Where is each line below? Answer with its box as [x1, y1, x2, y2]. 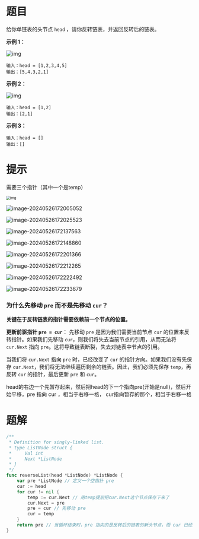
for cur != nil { [17, 489, 60, 495]
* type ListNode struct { [8, 445, 73, 451]
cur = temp [27, 511, 54, 517]
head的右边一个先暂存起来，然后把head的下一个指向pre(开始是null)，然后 [6, 383, 187, 391]
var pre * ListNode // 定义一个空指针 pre [17, 478, 114, 484]
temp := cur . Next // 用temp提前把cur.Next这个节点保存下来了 [27, 494, 170, 500]
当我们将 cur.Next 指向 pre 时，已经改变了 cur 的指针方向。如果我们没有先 [6, 356, 187, 363]
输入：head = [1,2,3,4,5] [6, 62, 68, 68]
